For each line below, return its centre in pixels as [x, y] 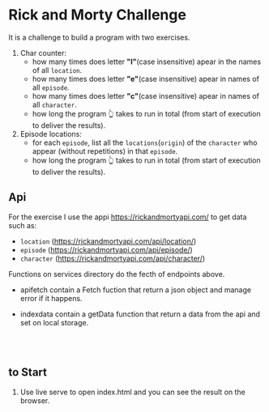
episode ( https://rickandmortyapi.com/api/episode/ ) [106, 249]
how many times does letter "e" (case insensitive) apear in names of [145, 79]
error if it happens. [51, 298]
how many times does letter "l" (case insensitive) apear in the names [147, 62]
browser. [35, 400]
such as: [23, 225]
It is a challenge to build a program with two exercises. [99, 37]
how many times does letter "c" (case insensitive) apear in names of [145, 96]
